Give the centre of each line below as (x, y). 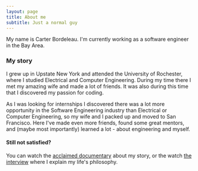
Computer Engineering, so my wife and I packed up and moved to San (91, 116)
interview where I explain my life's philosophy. (62, 162)
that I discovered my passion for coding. (55, 93)
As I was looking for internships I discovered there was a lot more (85, 104)
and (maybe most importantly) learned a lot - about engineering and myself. (98, 129)
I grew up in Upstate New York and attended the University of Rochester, (94, 74)
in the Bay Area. (26, 45)
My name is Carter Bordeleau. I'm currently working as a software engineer (98, 40)
